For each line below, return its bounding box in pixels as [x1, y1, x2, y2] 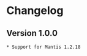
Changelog [6, 4, 64, 18]
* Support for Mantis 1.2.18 [6, 44, 81, 50]
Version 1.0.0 [6, 28, 58, 38]
